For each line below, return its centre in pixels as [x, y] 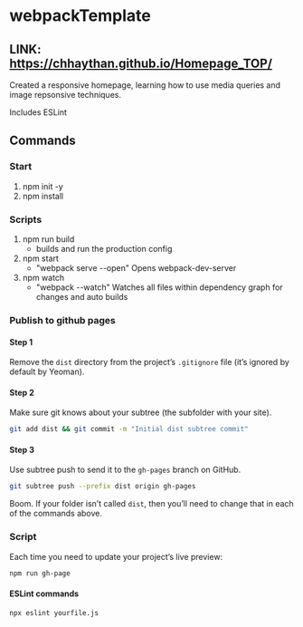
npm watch [43, 277]
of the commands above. [56, 514]
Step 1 [21, 342]
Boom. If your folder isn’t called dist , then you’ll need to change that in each [151, 504]
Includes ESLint [38, 112]
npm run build [48, 239]
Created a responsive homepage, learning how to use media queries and [145, 85]
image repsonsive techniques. [66, 95]
